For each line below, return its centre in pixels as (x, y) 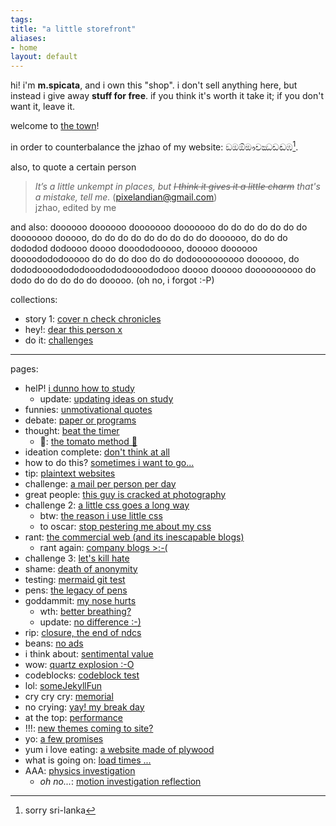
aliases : (28, 38)
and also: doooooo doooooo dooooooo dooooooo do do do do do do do (159, 227)
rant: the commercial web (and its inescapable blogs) (134, 537)
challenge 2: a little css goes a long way (107, 505)
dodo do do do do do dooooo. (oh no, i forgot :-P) (112, 280)
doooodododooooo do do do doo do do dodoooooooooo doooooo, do (155, 258)
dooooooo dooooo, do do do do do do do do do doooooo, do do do (149, 237)
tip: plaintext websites (70, 473)
